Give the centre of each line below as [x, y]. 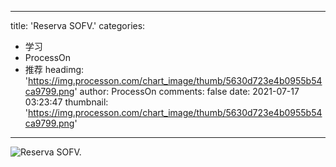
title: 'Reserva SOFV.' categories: [78, 25]
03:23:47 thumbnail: [66, 102]
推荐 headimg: [54, 69]
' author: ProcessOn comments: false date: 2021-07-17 [187, 91]
